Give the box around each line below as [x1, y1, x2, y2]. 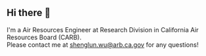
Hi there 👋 [6, 7, 51, 19]
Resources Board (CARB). [6, 33, 82, 41]
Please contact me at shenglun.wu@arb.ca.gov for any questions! [6, 40, 199, 49]
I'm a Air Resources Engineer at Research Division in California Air [6, 25, 199, 34]
